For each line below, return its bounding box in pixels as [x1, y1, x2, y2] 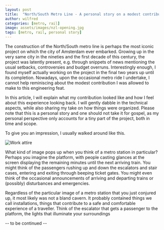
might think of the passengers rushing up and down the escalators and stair [5, 165, 158, 171]
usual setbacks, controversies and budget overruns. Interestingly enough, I [5, 64, 156, 70]
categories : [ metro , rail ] [5, 21, 60, 26]
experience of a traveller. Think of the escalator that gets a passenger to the [5, 205, 158, 211]
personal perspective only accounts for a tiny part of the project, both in [5, 116, 150, 121]
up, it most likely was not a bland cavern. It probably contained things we [5, 195, 152, 201]
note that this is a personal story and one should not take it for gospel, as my [5, 110, 159, 116]
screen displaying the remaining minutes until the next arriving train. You [5, 160, 151, 165]
